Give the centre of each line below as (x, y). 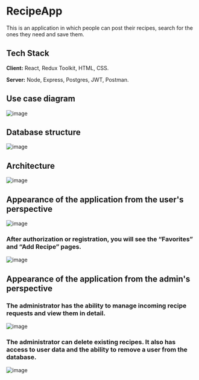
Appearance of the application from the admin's (98, 279)
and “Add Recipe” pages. (44, 246)
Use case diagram (41, 99)
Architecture (31, 165)
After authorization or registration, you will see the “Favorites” (100, 239)
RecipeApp (34, 11)
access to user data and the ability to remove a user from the (97, 349)
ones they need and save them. (45, 34)
